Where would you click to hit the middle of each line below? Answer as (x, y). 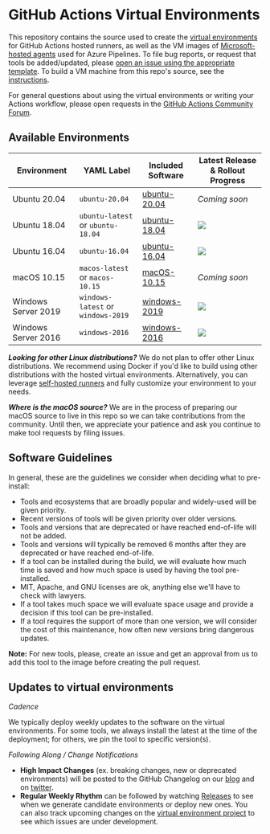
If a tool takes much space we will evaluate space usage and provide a (137, 603)
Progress (228, 180)
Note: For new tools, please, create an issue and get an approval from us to (133, 653)
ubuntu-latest (106, 216)
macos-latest (104, 268)
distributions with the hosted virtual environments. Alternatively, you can (128, 374)
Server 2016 (37, 337)
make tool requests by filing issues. (67, 432)
